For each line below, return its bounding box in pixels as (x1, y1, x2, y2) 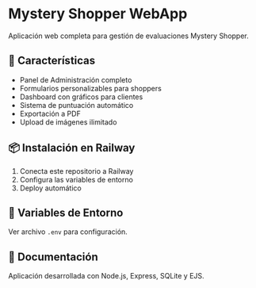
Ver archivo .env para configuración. (8, 227, 128, 236)
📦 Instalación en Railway (8, 141, 136, 155)
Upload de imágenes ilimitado (19, 117, 117, 127)
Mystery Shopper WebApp (8, 5, 188, 23)
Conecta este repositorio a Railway (19, 166, 134, 175)
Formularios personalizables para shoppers (19, 83, 162, 93)
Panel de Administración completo (19, 75, 132, 84)
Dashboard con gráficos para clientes (19, 92, 143, 102)
